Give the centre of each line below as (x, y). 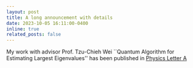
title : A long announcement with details (60, 18)
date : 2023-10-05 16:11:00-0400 (47, 23)
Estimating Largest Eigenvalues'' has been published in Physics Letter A (96, 58)
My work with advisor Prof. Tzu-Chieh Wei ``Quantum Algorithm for (90, 52)
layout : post (23, 12)
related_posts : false (34, 35)
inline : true (23, 29)
